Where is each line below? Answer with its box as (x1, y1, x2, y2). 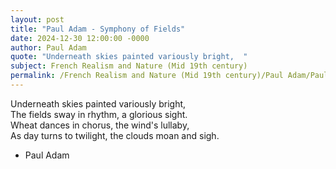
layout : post (10, 14, 65, 25)
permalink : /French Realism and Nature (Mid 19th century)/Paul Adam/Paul (10, 71, 329, 81)
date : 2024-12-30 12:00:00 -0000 (10, 33, 150, 43)
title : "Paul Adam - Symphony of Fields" (10, 24, 186, 34)
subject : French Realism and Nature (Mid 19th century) (10, 61, 248, 71)
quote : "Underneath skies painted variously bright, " (10, 52, 248, 62)
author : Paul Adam (10, 42, 87, 53)
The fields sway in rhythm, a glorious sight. (10, 108, 188, 120)
